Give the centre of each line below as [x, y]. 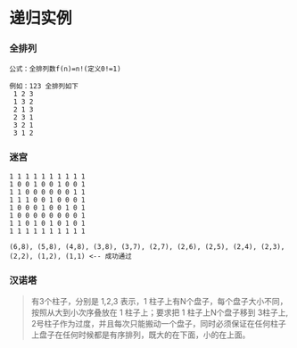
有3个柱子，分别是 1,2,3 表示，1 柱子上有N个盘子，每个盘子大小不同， [159, 302]
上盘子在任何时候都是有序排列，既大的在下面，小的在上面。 [140, 335]
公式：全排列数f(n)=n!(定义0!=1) [66, 69]
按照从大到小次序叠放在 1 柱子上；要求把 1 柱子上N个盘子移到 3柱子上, [160, 312]
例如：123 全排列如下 [44, 87]
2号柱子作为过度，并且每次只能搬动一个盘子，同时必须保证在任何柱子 [159, 324]
